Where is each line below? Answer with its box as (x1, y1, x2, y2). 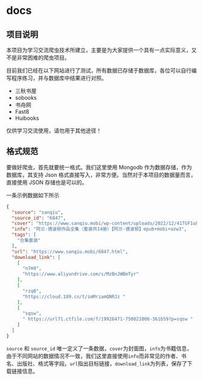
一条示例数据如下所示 (6, 191, 59, 198)
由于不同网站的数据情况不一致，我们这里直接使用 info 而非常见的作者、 (6, 352, 181, 359)
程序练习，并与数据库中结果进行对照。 (11, 74, 107, 82)
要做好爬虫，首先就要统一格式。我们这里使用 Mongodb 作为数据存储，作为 (6, 163, 192, 171)
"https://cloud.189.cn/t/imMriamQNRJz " (22, 293, 126, 300)
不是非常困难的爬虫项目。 (6, 54, 70, 61)
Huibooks (14, 114, 39, 122)
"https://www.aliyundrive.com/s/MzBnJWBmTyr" (22, 271, 139, 277)
